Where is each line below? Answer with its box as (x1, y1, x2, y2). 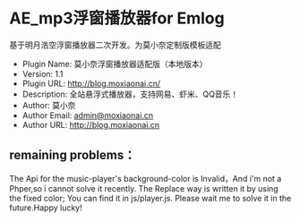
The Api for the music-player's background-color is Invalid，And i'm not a (9, 173, 282, 184)
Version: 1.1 (21, 68, 64, 79)
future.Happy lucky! (9, 202, 82, 213)
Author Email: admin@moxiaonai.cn (21, 109, 154, 121)
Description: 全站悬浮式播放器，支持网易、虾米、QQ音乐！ (21, 89, 239, 99)
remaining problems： (9, 148, 136, 163)
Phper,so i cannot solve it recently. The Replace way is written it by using (9, 183, 279, 193)
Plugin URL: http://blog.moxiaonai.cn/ (21, 78, 161, 89)
